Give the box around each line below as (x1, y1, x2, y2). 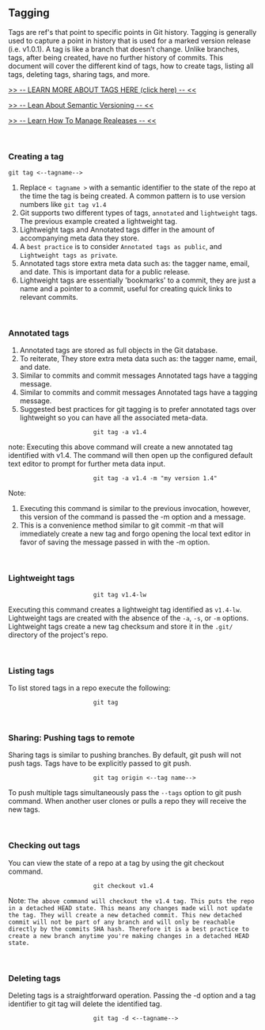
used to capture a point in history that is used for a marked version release (8, 36, 252, 45)
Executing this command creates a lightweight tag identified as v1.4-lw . (8, 605, 242, 614)
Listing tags (8, 665, 55, 676)
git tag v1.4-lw (93, 590, 147, 598)
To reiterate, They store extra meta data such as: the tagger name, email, (19, 354, 258, 363)
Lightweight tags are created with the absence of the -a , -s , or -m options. (8, 613, 249, 622)
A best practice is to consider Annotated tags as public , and (19, 242, 222, 252)
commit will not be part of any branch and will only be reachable (8, 918, 236, 926)
